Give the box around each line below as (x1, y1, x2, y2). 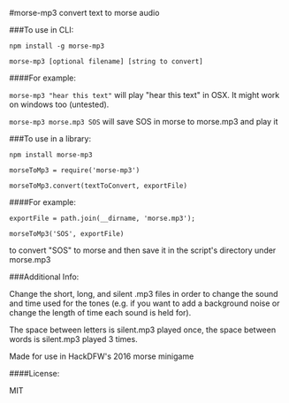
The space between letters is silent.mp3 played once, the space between (9, 324, 277, 335)
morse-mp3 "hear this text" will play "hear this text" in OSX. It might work (9, 90, 280, 100)
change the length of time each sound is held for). (9, 308, 192, 317)
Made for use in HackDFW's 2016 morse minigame (9, 351, 194, 361)
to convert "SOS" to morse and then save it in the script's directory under (9, 245, 277, 255)
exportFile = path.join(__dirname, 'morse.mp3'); (9, 214, 196, 223)
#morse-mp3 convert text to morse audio (9, 8, 160, 18)
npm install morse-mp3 (9, 150, 93, 159)
